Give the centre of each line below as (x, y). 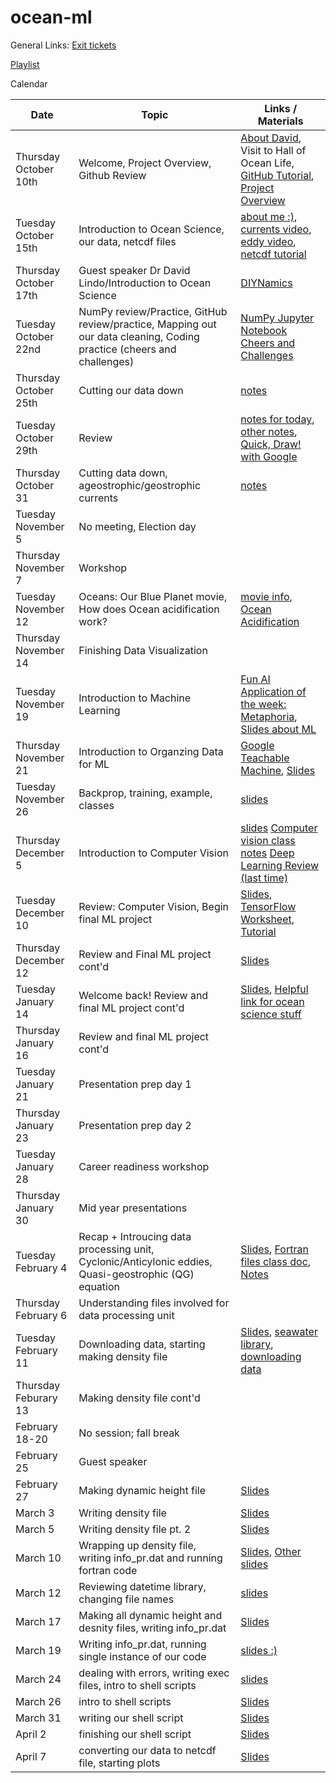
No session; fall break (129, 1433)
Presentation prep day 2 (135, 1125)
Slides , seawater (279, 1331)
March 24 (38, 1679)
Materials (280, 121)
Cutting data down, (123, 473)
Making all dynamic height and (150, 1615)
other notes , (269, 431)
